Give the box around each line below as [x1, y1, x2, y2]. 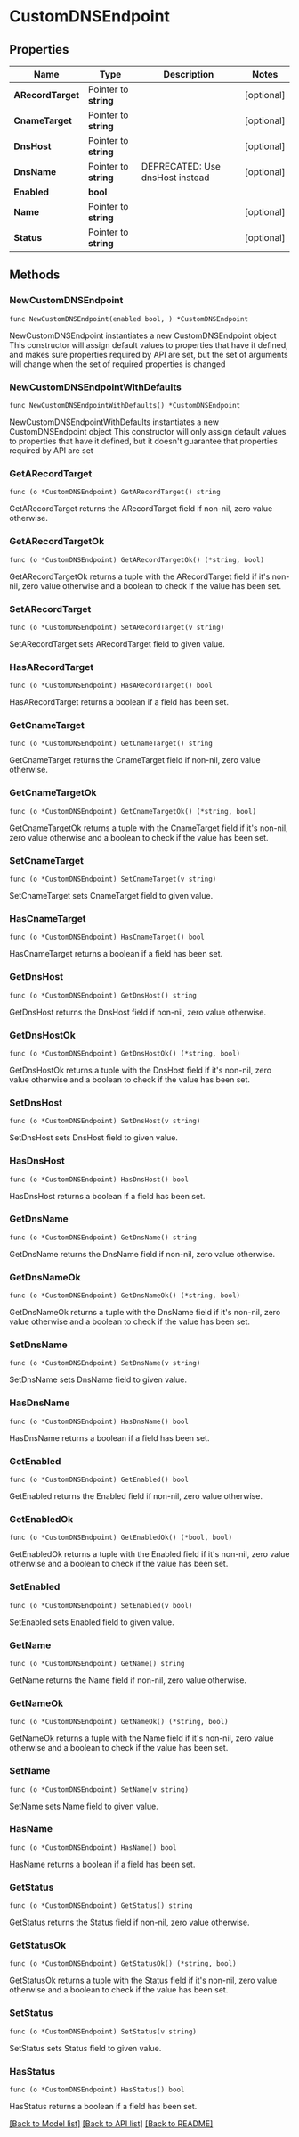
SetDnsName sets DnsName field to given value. [9, 1374, 187, 1385]
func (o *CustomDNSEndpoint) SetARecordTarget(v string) [9, 623, 225, 632]
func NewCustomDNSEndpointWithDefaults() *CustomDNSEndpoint [9, 401, 241, 410]
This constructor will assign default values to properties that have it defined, [9, 339, 289, 350]
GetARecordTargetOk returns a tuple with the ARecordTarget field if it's [9, 571, 271, 582]
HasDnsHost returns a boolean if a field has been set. [9, 1190, 206, 1201]
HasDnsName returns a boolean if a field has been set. [9, 1432, 210, 1443]
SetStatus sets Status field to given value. [9, 2042, 162, 2053]
